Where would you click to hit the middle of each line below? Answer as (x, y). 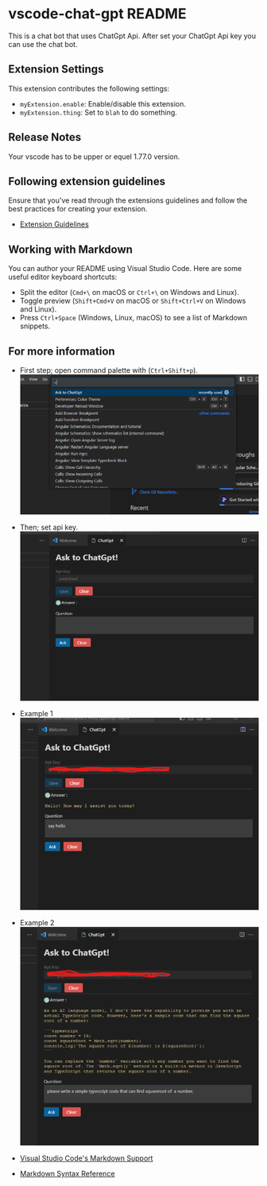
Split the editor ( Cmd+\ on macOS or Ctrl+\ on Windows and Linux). (130, 293)
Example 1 (36, 714)
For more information (62, 351)
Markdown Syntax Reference (67, 1174)
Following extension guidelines (87, 181)
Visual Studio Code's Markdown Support (86, 1158)
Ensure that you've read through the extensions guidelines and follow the (128, 200)
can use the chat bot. (43, 44)
